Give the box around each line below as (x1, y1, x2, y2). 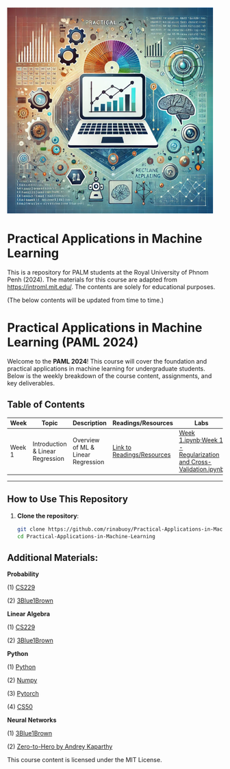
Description (73, 419, 107, 427)
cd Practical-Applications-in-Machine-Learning (16, 533, 155, 540)
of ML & (73, 443, 94, 452)
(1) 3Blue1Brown (7, 729, 53, 738)
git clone (16, 525, 46, 533)
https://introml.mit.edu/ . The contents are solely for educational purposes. (7, 282, 216, 291)
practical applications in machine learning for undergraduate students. (7, 364, 205, 373)
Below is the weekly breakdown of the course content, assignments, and (7, 371, 212, 380)
